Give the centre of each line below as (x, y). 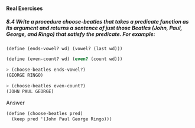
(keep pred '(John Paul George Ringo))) (62, 119)
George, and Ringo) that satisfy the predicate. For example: (81, 34)
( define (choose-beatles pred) (45, 113)
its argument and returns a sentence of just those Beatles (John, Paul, (94, 28)
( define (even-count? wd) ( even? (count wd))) (64, 59)
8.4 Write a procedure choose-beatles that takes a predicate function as (97, 22)
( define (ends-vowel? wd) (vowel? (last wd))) (64, 48)
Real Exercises (25, 8)
